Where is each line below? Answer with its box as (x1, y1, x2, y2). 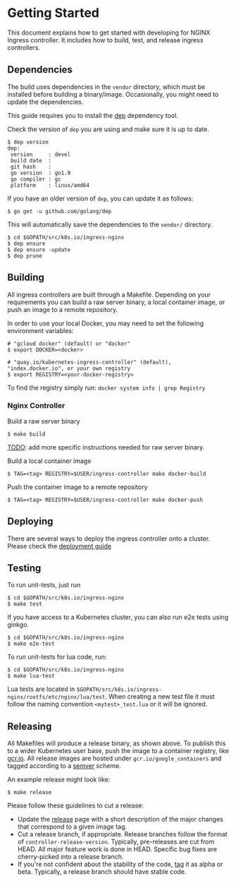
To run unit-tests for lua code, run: (7, 653, 107, 661)
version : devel (10, 150, 71, 158)
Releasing (7, 720, 52, 732)
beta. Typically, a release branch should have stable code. (17, 867, 187, 876)
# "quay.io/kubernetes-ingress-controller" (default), (7, 359, 172, 366)
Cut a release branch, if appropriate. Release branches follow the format (17, 830, 228, 839)
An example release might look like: (7, 775, 111, 784)
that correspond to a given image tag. (17, 822, 128, 831)
